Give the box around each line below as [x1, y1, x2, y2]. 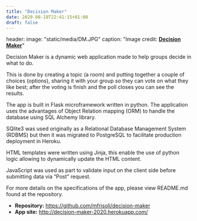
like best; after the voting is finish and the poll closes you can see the [6, 84, 174, 91]
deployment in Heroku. [6, 138, 62, 145]
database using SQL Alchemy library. [6, 114, 96, 121]
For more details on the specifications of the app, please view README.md [6, 184, 188, 192]
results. [6, 90, 25, 97]
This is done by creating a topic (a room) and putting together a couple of [6, 71, 185, 78]
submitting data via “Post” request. [6, 173, 91, 180]
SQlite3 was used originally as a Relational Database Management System [6, 125, 186, 133]
